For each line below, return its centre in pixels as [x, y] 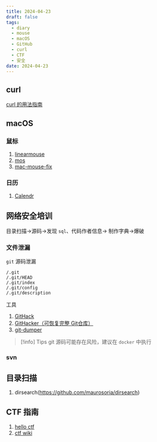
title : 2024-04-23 [28, 11]
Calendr [24, 196]
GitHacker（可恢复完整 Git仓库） [54, 323]
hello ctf [24, 426]
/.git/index [21, 283]
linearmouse [30, 154]
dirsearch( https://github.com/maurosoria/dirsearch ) [77, 392]
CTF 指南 [23, 412]
